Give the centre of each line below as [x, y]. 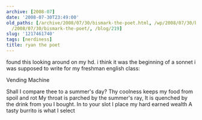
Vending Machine [28, 80]
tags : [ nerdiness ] [29, 39]
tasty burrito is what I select [41, 110]
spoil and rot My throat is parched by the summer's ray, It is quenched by [97, 98]
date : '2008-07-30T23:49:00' [43, 17]
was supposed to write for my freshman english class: [73, 68]
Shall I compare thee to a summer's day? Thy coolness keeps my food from [100, 91]
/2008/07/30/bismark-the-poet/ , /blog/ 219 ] [67, 28]
